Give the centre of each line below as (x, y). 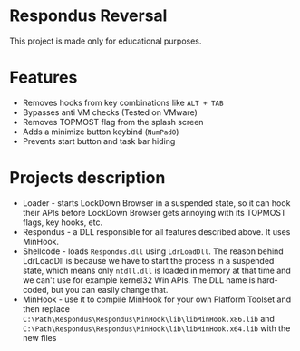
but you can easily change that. (110, 289)
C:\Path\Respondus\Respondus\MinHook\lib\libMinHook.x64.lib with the (156, 328)
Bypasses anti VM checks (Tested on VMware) (110, 112)
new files (39, 337)
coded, (36, 289)
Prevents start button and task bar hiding (99, 141)
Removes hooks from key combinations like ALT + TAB (123, 102)
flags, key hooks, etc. (62, 222)
